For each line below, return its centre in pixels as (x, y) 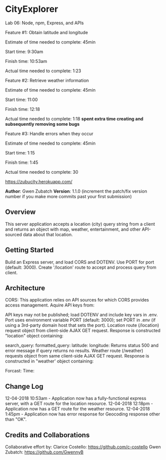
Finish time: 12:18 (23, 109)
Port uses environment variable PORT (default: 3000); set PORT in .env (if (81, 320)
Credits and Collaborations (48, 435)
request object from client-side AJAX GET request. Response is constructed (83, 331)
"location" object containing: (34, 336)
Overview (21, 212)
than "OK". (16, 419)
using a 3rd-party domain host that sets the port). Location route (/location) (82, 325)
